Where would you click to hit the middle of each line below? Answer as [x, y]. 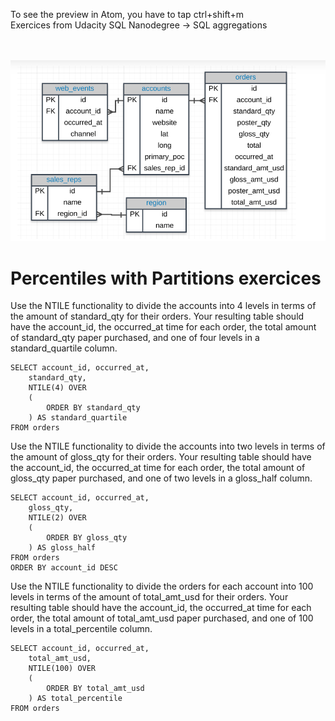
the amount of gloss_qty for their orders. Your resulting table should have [161, 457]
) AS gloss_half [62, 548]
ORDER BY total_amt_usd [95, 689]
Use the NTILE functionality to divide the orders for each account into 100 [162, 586]
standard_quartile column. [64, 348]
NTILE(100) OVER [62, 669]
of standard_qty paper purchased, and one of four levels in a [135, 338]
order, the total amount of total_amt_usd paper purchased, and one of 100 [162, 618]
